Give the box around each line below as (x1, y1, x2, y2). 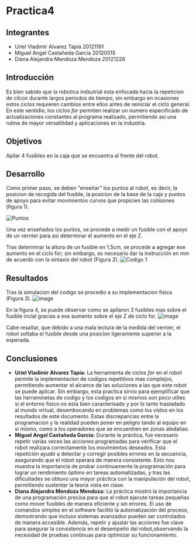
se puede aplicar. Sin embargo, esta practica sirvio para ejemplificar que (14, 388, 190, 395)
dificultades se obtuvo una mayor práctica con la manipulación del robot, (14, 475, 191, 482)
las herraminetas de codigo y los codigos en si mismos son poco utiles (14, 394, 185, 401)
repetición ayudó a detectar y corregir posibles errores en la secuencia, (14, 451, 188, 458)
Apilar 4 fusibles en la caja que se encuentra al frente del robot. (6, 152, 160, 159)
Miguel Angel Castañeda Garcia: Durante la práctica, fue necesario (14, 432, 178, 439)
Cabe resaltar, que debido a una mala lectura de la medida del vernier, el (6, 324, 181, 331)
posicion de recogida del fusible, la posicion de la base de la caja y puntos (6, 191, 185, 198)
